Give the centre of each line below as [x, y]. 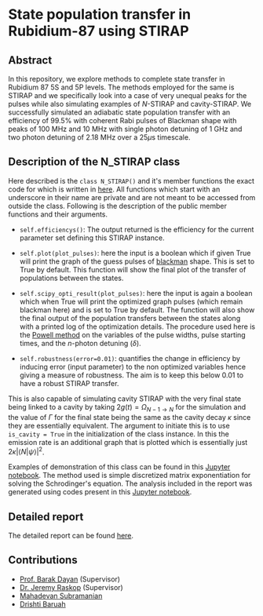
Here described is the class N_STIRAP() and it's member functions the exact [131, 180]
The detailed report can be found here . [71, 536]
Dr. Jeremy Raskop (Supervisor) [71, 587]
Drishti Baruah [42, 604]
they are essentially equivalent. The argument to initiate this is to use [119, 425]
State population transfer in [100, 15]
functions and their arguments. [58, 214]
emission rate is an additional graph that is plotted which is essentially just [128, 442]
